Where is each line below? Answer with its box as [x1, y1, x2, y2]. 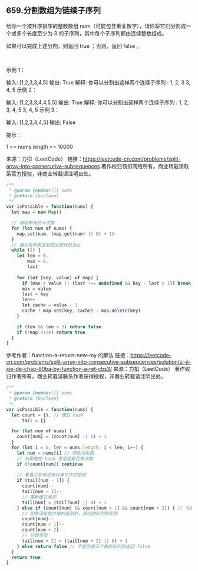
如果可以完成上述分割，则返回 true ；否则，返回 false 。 [6, 42, 142, 49]
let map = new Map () [11, 209, 62, 216]
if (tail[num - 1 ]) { [16, 478, 70, 484]
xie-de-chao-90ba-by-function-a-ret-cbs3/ [6, 366, 113, 373]
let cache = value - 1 [21, 302, 78, 308]
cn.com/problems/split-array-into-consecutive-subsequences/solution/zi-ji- [6, 358, 192, 366]
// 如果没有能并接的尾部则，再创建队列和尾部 [21, 510, 118, 517]
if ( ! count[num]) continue [16, 461, 83, 467]
